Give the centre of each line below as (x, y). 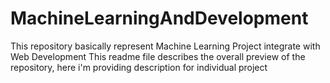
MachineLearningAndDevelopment (159, 18)
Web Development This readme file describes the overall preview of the (158, 56)
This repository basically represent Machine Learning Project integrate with (165, 46)
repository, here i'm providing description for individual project (139, 67)
